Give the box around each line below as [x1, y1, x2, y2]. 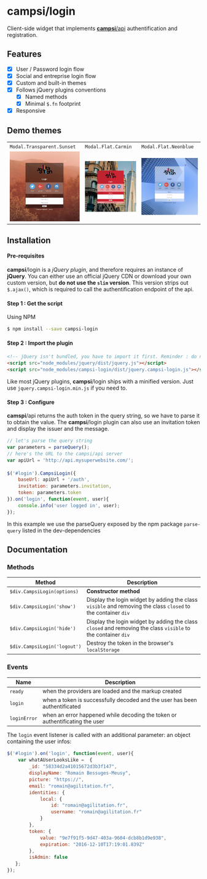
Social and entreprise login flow [15, 72, 96, 79]
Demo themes [7, 125, 62, 136]
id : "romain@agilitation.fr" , [50, 802, 128, 809]
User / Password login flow [15, 65, 85, 73]
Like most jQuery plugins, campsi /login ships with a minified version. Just [7, 378, 194, 385]
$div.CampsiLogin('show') [9, 604, 76, 610]
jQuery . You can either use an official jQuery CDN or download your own [7, 272, 192, 280]
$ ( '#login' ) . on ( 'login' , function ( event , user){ [7, 751, 134, 757]
